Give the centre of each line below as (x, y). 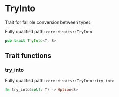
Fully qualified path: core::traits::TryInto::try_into (60, 80)
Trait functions (28, 56)
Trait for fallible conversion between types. (48, 22)
